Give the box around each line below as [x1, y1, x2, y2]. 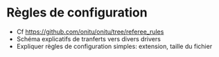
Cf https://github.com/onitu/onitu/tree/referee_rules [16, 27, 164, 36]
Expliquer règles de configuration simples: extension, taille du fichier [16, 42, 213, 50]
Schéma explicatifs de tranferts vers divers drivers [16, 34, 161, 43]
